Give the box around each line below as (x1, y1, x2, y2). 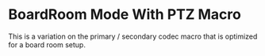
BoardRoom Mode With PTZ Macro (8, 6, 242, 24)
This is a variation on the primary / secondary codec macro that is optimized (8, 32, 258, 41)
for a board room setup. (8, 39, 86, 49)
